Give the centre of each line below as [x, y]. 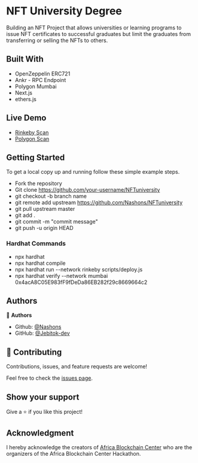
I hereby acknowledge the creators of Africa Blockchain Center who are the [99, 447]
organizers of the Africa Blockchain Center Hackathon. [74, 453]
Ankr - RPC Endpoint [40, 80]
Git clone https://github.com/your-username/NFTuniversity [87, 190]
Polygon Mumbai [36, 86]
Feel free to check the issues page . [49, 378]
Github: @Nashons [38, 327]
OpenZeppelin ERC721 [42, 74]
